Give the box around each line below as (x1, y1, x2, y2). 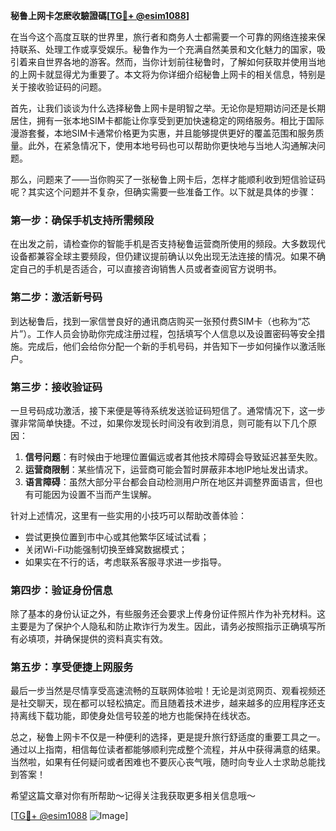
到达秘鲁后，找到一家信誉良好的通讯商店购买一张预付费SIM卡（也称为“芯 (10, 315, 311, 327)
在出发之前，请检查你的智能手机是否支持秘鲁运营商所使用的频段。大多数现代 (10, 238, 326, 250)
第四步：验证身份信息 (10, 583, 113, 597)
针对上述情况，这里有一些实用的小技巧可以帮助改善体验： (10, 509, 247, 521)
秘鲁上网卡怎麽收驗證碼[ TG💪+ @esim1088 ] (10, 10, 190, 21)
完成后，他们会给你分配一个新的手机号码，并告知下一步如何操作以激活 (27, 340, 317, 352)
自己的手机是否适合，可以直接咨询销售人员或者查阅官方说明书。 (18, 263, 282, 275)
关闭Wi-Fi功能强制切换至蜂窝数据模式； (24, 543, 188, 555)
